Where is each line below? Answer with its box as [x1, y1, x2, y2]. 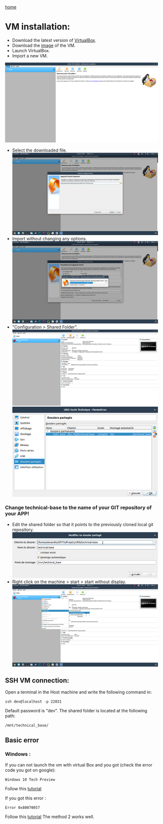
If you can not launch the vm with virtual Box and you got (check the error [5, 762, 153, 767]
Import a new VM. [12, 53, 48, 59]
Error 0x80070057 [5, 805, 40, 810]
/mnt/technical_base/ [5, 723, 49, 728]
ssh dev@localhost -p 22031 [5, 699, 62, 704]
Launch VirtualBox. [12, 47, 50, 53]
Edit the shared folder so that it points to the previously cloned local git [12, 521, 154, 527]
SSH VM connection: [5, 676, 69, 685]
